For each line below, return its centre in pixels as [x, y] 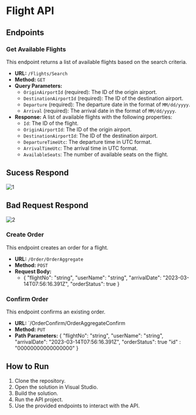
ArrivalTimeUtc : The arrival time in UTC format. [80, 148]
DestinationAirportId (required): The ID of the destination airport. [103, 98]
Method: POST [31, 265]
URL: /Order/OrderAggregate [49, 259]
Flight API [30, 11]
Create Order [25, 235]
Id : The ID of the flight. [51, 123]
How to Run [28, 367]
